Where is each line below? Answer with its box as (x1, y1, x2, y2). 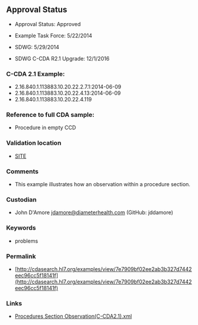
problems (14, 237, 39, 244)
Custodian (6, 195, 37, 203)
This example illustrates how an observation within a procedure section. (14, 181, 191, 187)
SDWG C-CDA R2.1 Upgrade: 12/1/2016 (14, 55, 110, 62)
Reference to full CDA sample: (6, 111, 95, 119)
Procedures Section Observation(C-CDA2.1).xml (14, 313, 132, 320)
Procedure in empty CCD (14, 124, 76, 131)
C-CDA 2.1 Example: (6, 69, 65, 78)
